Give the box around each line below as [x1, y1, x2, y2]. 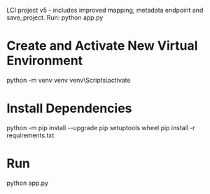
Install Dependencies [6, 101, 132, 116]
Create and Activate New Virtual [6, 38, 198, 54]
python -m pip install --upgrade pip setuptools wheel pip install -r [6, 123, 195, 132]
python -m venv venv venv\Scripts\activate [6, 76, 131, 84]
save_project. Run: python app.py [6, 13, 104, 22]
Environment [6, 53, 83, 69]
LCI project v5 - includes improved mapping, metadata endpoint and [6, 6, 204, 14]
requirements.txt [6, 131, 55, 139]
